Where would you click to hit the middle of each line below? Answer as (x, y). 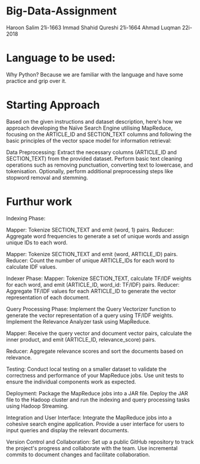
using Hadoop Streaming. (37, 406)
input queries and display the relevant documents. (68, 430)
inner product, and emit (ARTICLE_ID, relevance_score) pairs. (81, 339)
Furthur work (39, 202)
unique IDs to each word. (37, 242)
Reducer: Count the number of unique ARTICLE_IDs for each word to (90, 260)
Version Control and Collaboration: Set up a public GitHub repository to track (100, 442)
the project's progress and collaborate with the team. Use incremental (92, 448)
